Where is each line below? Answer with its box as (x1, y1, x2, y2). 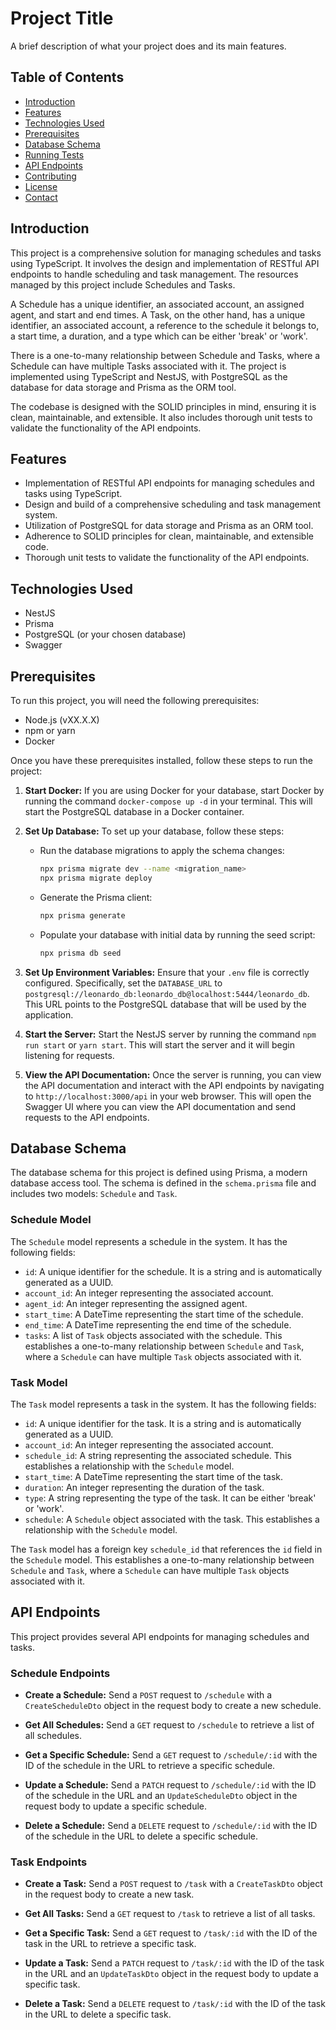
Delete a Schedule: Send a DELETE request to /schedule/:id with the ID (24, 1820, 318, 1832)
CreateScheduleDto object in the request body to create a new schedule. (24, 1700, 322, 1712)
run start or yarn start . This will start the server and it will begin (24, 1038, 295, 1051)
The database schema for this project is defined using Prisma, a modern (10, 1167, 308, 1179)
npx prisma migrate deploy (39, 873, 153, 883)
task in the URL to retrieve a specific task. (24, 1938, 197, 1950)
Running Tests (24, 148, 85, 161)
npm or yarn (24, 725, 76, 736)
